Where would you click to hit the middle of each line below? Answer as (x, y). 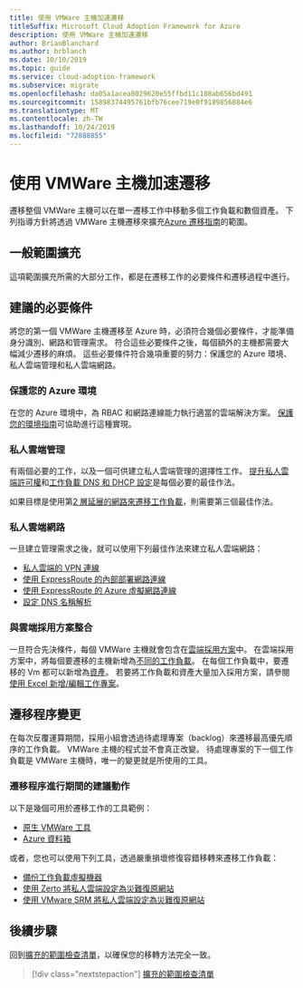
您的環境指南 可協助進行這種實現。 (73, 423)
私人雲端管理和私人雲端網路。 (65, 365)
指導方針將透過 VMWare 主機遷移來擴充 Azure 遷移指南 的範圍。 (135, 221)
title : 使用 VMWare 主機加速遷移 (67, 18)
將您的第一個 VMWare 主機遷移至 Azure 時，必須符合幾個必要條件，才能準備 (152, 331)
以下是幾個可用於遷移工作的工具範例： (80, 808)
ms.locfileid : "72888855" (58, 136)
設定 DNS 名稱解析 (57, 602)
